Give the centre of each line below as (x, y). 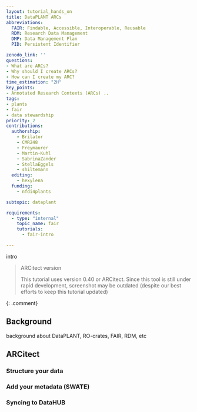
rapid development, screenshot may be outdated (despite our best (101, 285)
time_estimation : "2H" (34, 82)
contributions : (25, 126)
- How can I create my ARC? (41, 77)
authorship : (26, 132)
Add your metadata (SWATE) (48, 387)
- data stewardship (30, 115)
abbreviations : (25, 22)
